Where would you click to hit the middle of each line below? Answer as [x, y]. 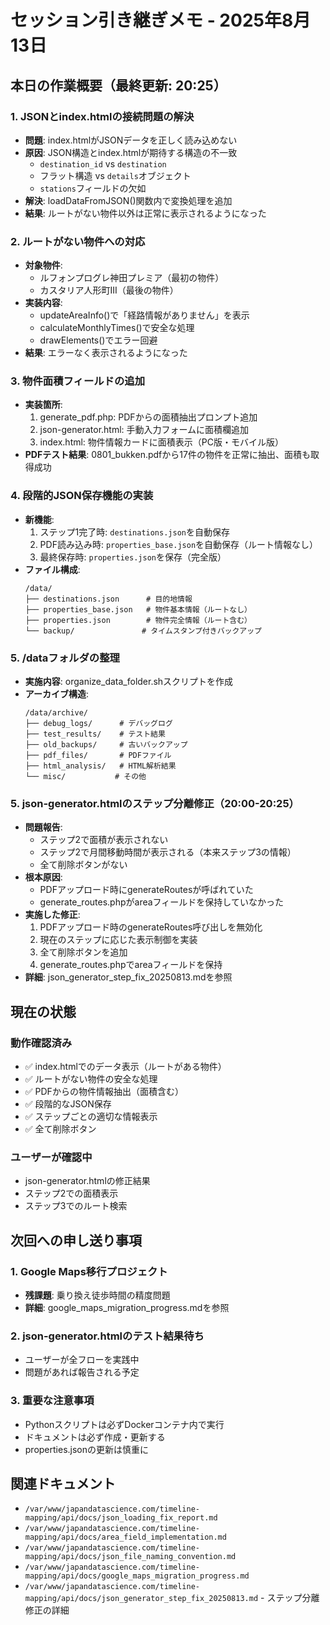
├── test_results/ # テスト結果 [95, 734]
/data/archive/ [56, 713]
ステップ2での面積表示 [71, 1193]
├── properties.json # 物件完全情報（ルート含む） [138, 620]
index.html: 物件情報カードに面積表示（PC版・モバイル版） [162, 442]
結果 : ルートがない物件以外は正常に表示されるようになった [145, 213]
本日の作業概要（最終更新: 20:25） [118, 85]
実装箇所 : [43, 405]
